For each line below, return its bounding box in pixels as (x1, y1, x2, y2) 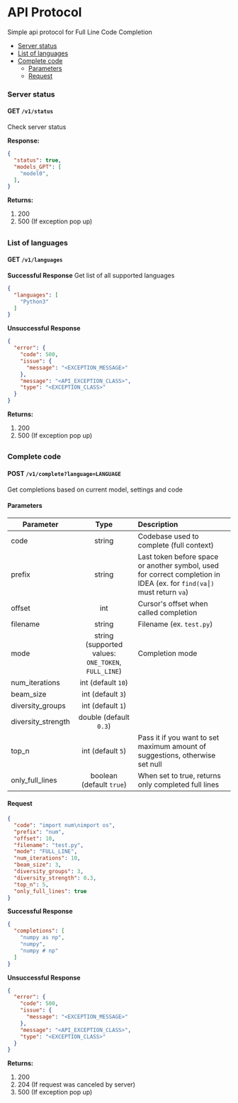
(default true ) (81, 780, 127, 789)
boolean (90, 770, 118, 780)
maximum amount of (137, 741, 207, 751)
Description (137, 519, 178, 529)
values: (91, 648, 116, 658)
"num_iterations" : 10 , (13, 855, 81, 862)
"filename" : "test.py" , (13, 841, 84, 848)
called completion (137, 607, 198, 617)
